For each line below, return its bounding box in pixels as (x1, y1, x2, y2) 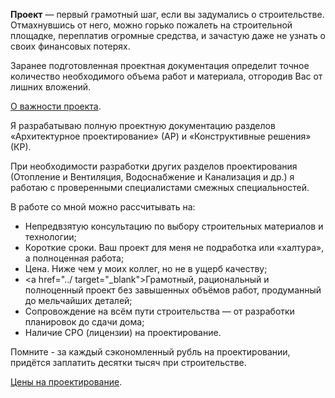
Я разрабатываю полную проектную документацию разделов (10, 120, 276, 131)
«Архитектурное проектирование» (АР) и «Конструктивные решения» (10, 130, 312, 142)
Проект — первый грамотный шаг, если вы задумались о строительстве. (10, 9, 325, 20)
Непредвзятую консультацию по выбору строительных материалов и (24, 220, 324, 232)
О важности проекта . (10, 100, 102, 112)
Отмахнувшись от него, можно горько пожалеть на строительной (10, 19, 293, 31)
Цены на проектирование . (10, 376, 123, 388)
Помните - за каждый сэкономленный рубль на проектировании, (10, 346, 291, 358)
